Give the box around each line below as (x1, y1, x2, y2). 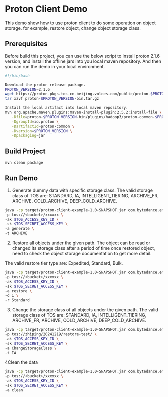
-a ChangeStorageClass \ (5, 346, 57, 351)
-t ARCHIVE (5, 231, 28, 236)
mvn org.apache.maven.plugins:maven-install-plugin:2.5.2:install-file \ (5, 110, 162, 115)
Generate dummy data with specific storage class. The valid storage (12, 187, 153, 193)
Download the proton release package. (5, 82, 86, 87)
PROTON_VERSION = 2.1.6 (5, 87, 50, 92)
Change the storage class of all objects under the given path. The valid (12, 307, 158, 313)
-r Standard (5, 298, 30, 303)
